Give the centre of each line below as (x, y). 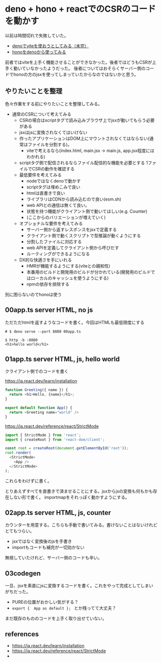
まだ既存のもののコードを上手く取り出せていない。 (56, 618)
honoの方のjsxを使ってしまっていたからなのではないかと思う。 (76, 74)
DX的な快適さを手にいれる (45, 260)
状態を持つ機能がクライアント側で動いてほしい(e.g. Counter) (87, 211)
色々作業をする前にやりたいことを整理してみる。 (54, 103)
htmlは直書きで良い (46, 193)
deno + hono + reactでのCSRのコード (81, 9)
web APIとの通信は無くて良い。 (58, 205)
